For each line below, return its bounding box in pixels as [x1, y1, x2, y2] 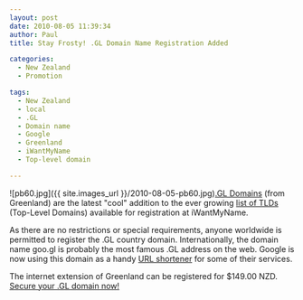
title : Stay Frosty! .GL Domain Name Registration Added [9, 38, 229, 48]
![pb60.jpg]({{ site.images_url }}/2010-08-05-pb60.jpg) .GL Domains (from [9, 187, 285, 199]
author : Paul [9, 30, 59, 39]
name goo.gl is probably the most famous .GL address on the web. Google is [9, 243, 295, 254]
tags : [9, 88, 30, 97]
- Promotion [17, 71, 63, 81]
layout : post [9, 13, 59, 23]
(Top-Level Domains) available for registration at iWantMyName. [9, 207, 249, 218]
